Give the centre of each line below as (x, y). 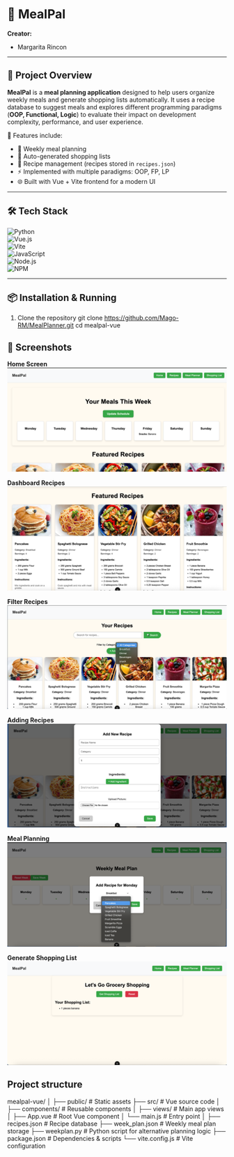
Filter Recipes (28, 602)
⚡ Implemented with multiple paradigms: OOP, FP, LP (93, 171)
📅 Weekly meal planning (52, 148)
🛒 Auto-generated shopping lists (64, 156)
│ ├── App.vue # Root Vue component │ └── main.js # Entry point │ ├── (114, 1116)
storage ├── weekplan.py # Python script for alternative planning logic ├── (117, 1131)
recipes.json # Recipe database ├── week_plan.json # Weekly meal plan (112, 1124)
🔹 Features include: (35, 135)
